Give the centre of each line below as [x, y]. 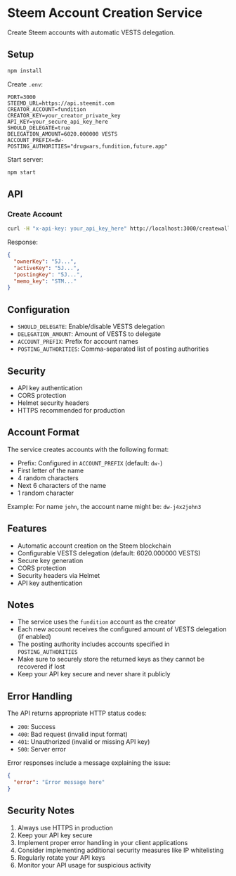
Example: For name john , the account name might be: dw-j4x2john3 [104, 506]
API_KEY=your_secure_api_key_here [58, 122]
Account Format [43, 433]
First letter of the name [51, 470]
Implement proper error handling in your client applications [103, 842]
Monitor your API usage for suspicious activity [84, 865]
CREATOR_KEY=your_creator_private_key [64, 115]
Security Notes [41, 811]
